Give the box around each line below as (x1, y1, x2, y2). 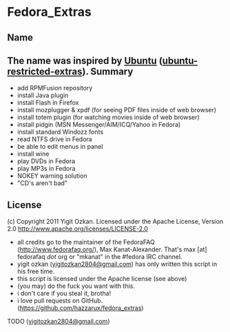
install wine (17, 149, 50, 158)
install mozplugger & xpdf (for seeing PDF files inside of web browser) (17, 106, 217, 114)
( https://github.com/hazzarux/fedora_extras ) (17, 304, 144, 312)
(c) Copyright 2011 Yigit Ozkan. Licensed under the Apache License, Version (7, 218, 224, 226)
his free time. (17, 267, 55, 276)
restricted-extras (7, 65, 83, 77)
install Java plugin (17, 91, 69, 100)
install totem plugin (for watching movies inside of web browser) (17, 113, 200, 121)
